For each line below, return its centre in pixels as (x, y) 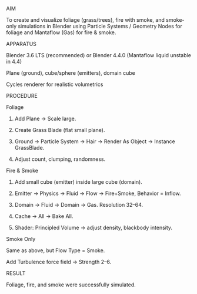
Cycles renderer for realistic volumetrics (55, 84)
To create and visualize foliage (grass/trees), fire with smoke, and (85, 20)
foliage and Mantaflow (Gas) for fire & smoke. (61, 32)
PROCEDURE (22, 96)
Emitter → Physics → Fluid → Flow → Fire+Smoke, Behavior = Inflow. (98, 193)
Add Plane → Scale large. (45, 118)
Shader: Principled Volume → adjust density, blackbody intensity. (93, 227)
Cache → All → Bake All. (44, 216)
